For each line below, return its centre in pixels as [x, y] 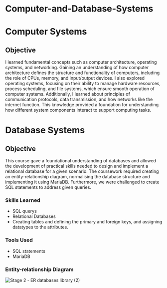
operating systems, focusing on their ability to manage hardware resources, [83, 84]
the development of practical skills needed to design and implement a [77, 166]
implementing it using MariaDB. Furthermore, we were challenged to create [82, 182]
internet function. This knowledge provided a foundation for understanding [82, 105]
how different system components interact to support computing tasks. [78, 110]
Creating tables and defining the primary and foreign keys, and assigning [87, 222]
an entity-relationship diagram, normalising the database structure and [78, 177]
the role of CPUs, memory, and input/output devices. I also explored [75, 78]
